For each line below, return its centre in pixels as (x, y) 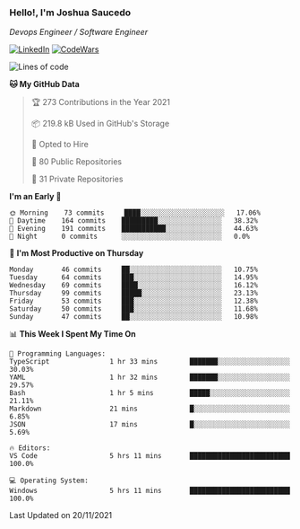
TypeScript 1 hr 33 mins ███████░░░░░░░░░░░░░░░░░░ (150, 362)
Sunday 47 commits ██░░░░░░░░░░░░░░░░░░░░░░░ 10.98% (133, 317)
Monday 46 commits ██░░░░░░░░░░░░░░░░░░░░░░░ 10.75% (133, 270)
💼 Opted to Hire (60, 145)
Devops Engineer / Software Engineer (79, 32)
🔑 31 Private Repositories (77, 179)
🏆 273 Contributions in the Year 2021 (101, 102)
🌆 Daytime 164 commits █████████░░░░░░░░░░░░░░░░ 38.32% (133, 221)
